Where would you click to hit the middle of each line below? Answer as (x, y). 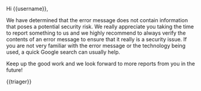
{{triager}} (19, 81)
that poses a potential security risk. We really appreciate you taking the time (100, 27)
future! (14, 70)
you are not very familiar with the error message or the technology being (96, 45)
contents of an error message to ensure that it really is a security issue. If (97, 39)
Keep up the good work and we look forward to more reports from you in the (100, 63)
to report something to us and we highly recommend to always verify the (96, 33)
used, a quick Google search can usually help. (63, 52)
